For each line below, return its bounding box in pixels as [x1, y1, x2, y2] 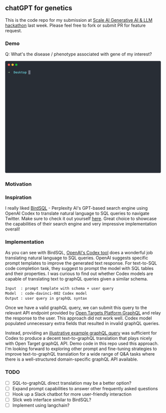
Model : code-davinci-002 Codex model [5, 291, 87, 296]
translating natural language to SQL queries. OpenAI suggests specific [5, 255, 148, 261]
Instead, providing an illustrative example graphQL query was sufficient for [5, 330, 157, 336]
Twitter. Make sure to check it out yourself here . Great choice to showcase [5, 216, 157, 222]
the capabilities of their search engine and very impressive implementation [5, 221, 157, 227]
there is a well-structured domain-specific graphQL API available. [5, 356, 138, 363]
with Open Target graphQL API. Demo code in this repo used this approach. [5, 341, 159, 347]
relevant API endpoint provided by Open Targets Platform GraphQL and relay [5, 310, 161, 316]
